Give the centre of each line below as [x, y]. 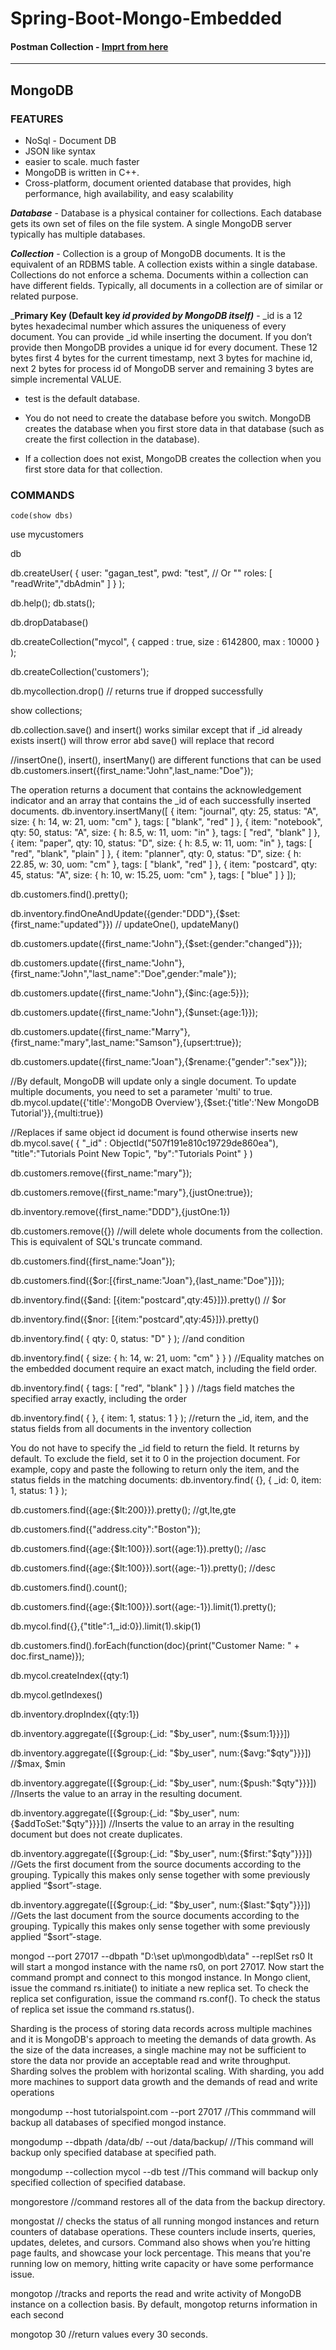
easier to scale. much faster [82, 162]
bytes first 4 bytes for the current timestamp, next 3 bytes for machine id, [161, 358]
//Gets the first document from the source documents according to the [156, 1864]
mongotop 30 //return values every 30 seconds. [109, 2334]
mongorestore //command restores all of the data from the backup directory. [168, 2202]
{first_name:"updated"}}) [61, 924]
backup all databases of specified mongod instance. [118, 2123]
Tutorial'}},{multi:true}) [57, 1113]
